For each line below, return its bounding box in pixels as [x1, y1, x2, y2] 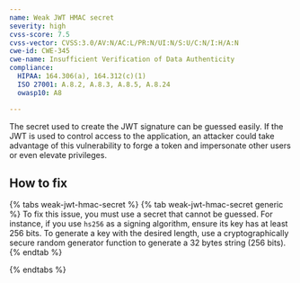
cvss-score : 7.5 [9, 30, 70, 39]
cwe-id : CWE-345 [9, 47, 70, 56]
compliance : [9, 64, 54, 73]
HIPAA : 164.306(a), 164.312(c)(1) [17, 72, 146, 81]
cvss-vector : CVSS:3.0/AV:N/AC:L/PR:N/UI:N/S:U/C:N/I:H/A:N [9, 38, 240, 48]
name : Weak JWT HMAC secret [9, 13, 115, 22]
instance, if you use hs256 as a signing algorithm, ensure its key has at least [9, 218, 288, 229]
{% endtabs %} [9, 264, 66, 275]
